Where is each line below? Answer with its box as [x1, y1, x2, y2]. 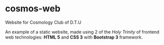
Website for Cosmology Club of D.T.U [5, 19, 82, 25]
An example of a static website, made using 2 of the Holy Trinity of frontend [5, 29, 160, 35]
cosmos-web [5, 3, 61, 14]
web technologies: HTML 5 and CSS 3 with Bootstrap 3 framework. [5, 34, 143, 40]
